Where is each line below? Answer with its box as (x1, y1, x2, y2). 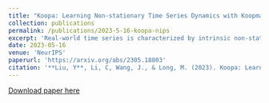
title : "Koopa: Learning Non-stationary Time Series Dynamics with (8, 11, 239, 20)
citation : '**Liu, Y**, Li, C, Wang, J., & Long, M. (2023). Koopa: (8, 64, 242, 72)
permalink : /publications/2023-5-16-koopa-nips (8, 26, 171, 34)
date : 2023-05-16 (8, 42, 66, 50)
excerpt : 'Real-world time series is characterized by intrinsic (8, 34, 231, 42)
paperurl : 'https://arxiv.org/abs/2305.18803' (8, 57, 167, 65)
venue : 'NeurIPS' (8, 49, 66, 57)
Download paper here (8, 85, 80, 95)
